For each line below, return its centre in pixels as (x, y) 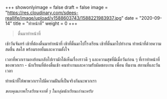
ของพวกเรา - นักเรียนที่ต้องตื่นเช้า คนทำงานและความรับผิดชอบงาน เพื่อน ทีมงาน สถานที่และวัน (83, 65)
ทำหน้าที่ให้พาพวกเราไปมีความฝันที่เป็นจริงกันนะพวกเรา (51, 81)
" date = (130, 18)
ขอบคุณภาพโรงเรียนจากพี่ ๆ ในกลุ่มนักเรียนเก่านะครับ (49, 91)
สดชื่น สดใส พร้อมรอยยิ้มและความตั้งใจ (37, 49)
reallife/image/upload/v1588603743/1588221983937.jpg (64, 18)
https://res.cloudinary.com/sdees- (43, 13)
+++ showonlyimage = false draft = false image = (57, 7)
